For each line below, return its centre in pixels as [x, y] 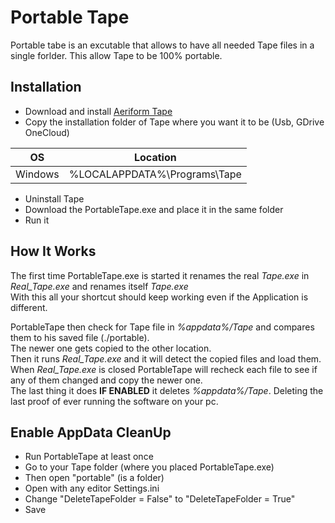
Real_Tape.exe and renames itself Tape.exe [99, 286]
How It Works [53, 251]
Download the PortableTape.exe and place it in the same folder [154, 209]
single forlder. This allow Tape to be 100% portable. [116, 55]
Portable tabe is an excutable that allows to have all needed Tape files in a [162, 45]
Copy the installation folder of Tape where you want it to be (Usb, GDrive [174, 122]
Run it [37, 220]
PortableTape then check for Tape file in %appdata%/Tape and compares [162, 327]
